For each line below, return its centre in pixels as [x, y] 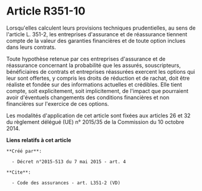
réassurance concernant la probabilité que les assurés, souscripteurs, [93, 65]
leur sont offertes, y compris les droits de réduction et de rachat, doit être [98, 78]
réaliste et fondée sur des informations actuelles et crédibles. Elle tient [94, 84]
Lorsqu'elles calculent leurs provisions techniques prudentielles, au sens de [101, 28]
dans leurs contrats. [31, 47]
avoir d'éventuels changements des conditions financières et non [88, 97]
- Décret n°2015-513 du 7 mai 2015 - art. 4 [69, 161]
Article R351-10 [46, 11]
